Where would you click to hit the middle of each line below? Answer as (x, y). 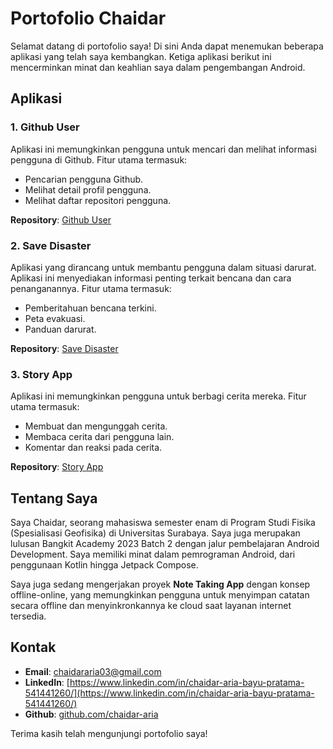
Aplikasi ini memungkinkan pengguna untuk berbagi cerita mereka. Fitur (158, 396)
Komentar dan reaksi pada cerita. (93, 448)
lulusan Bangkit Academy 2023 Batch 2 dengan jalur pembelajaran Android (165, 544)
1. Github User (45, 127)
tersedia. (28, 616)
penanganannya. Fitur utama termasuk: (91, 288)
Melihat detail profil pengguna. (88, 189)
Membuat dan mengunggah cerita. (96, 426)
